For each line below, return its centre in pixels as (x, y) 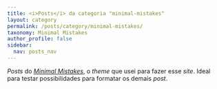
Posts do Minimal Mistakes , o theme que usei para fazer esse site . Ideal (109, 71)
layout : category (32, 20)
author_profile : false (40, 39)
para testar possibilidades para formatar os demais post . (87, 78)
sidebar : (20, 45)
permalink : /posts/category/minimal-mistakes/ (75, 26)
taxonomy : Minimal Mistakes (48, 33)
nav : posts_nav (35, 52)
